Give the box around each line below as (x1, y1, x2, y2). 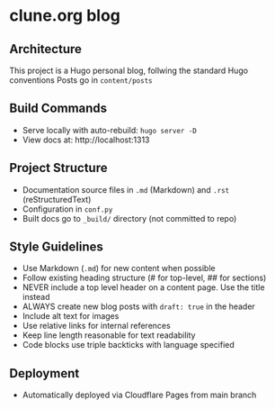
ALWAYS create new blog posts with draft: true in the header (22, 301, 256, 312)
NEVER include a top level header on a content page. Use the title (22, 282, 265, 293)
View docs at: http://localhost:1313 (22, 134, 150, 145)
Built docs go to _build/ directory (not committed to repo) (22, 213, 237, 223)
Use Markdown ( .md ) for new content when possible (22, 263, 216, 274)
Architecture (9, 41, 83, 57)
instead (22, 292, 51, 303)
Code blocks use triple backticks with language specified (22, 340, 235, 350)
